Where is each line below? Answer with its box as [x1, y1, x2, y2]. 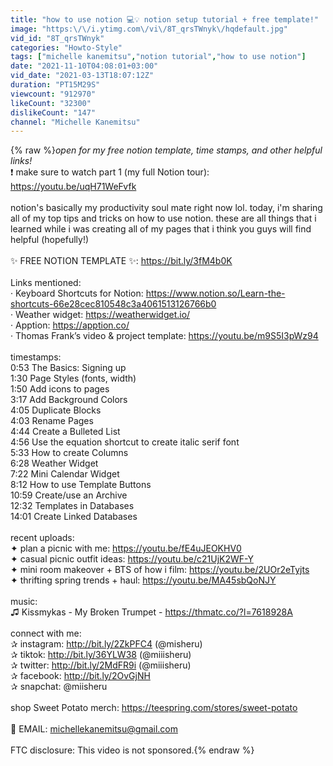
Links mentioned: [10, 277, 82, 289]
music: [10, 596, 38, 608]
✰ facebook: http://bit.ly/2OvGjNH [10, 670, 151, 682]
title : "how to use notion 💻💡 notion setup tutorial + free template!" [10, 14, 320, 25]
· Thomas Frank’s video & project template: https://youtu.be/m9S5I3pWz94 [10, 330, 319, 342]
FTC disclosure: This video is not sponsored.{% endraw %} [10, 744, 255, 756]
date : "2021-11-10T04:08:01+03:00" [10, 61, 159, 71]
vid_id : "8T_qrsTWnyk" [10, 33, 105, 43]
